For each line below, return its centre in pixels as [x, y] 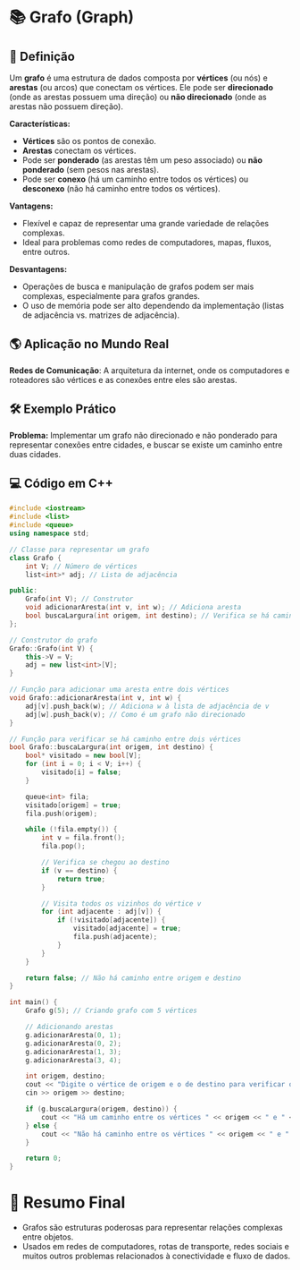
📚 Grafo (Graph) [72, 17]
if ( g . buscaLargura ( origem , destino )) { [101, 1109]
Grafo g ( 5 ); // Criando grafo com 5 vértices [112, 1011]
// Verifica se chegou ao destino [105, 863]
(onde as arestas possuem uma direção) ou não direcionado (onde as [138, 97]
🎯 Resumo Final [67, 1202]
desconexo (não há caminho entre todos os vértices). [121, 188]
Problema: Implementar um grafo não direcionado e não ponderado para [144, 435]
